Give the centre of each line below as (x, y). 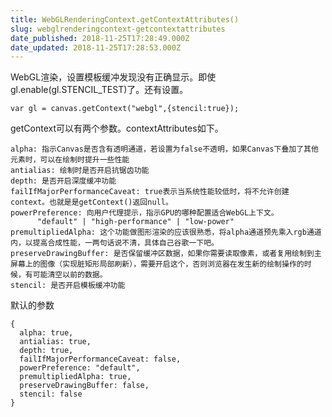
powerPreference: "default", (80, 368)
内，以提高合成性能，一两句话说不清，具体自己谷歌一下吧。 (114, 243)
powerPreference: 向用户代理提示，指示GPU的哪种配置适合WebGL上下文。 (144, 213)
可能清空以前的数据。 (70, 275)
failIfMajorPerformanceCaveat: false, (100, 359)
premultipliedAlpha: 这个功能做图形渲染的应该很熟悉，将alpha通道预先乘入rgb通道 (166, 232)
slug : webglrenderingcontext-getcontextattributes (118, 29)
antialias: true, (55, 342)
